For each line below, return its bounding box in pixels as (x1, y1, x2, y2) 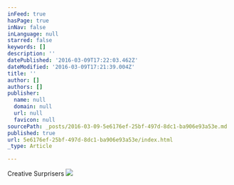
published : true (7, 129, 55, 137)
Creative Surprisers (7, 169, 65, 178)
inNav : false (7, 23, 46, 31)
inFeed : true (7, 10, 46, 18)
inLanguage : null (7, 30, 59, 38)
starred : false (7, 37, 53, 44)
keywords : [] (7, 43, 46, 51)
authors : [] (7, 83, 43, 90)
